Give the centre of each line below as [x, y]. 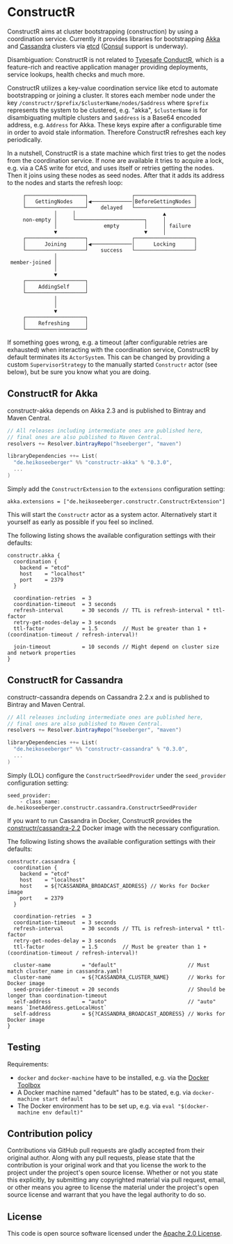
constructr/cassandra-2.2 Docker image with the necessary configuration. [114, 828]
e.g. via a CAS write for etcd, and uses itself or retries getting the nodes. [111, 168]
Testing [24, 1047]
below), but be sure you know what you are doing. [79, 372]
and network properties [42, 653]
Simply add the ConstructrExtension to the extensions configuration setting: [116, 488]
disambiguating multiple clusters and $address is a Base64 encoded [104, 117]
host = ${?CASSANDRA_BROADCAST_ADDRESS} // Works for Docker [115, 886]
